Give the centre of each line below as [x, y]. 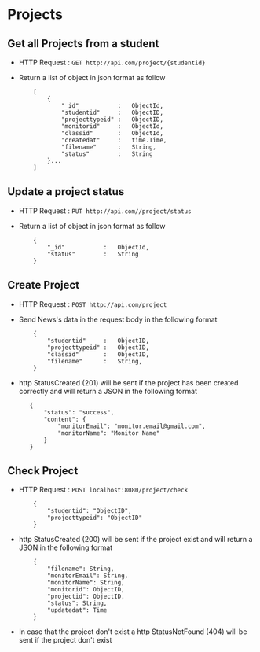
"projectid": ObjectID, [86, 597]
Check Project [43, 471]
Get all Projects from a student [83, 44]
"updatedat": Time [77, 610]
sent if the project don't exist [65, 640]
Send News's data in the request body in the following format [118, 319]
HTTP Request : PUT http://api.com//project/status [105, 211]
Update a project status [66, 192]
